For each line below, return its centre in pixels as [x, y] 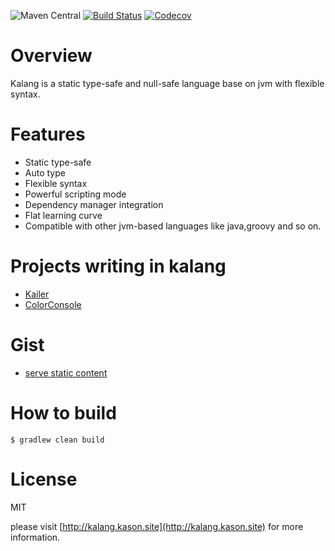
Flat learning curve [63, 215]
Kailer [37, 294]
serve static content [66, 372]
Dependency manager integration [94, 204]
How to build [63, 412]
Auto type [45, 172]
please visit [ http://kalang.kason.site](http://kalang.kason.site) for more [157, 526]
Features [48, 134]
